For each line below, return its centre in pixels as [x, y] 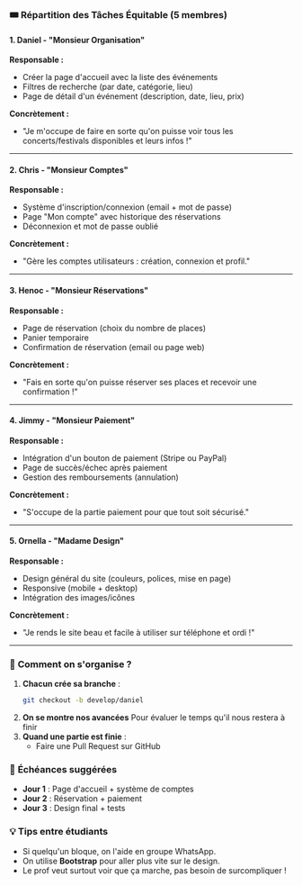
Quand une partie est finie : [75, 736]
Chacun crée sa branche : [71, 684]
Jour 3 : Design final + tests [74, 808]
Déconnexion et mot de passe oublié [90, 226]
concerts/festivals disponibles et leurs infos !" [107, 141]
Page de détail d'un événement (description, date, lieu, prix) [133, 96]
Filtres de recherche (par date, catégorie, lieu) [107, 87]
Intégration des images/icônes [79, 597]
